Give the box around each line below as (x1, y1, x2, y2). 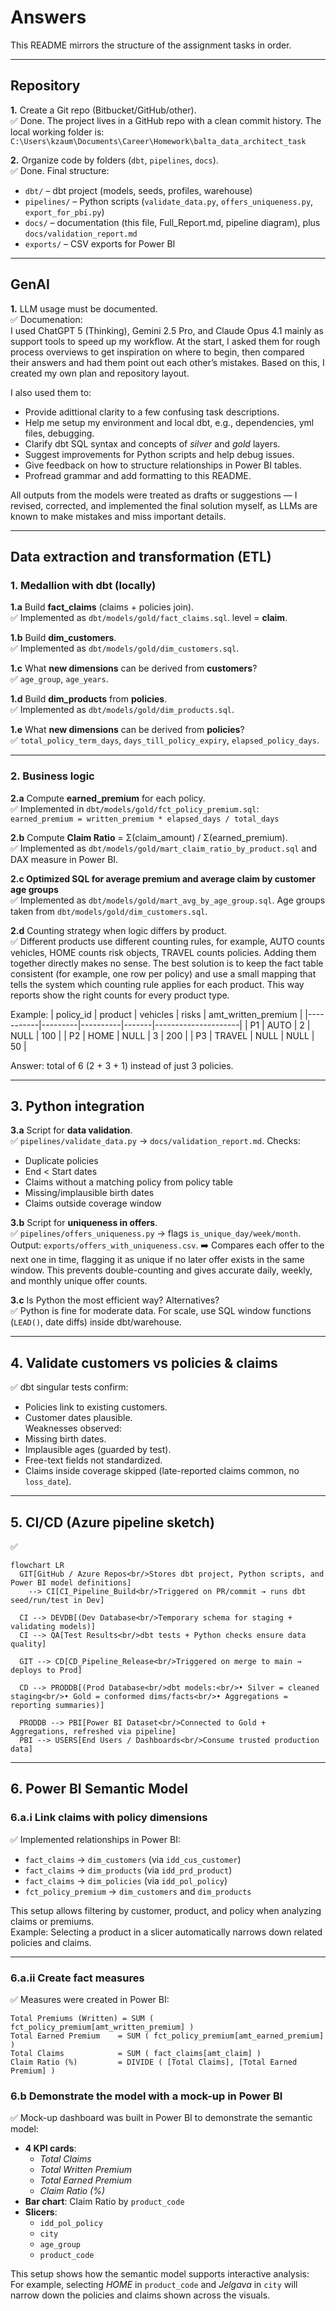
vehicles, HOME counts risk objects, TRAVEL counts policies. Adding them (10, 946, 317, 958)
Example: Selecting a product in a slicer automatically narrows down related (10, 1926, 323, 1938)
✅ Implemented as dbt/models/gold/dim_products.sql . (10, 704, 235, 716)
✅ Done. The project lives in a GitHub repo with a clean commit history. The (10, 114, 322, 126)
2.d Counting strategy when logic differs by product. (10, 924, 227, 936)
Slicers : (24, 2206, 58, 2218)
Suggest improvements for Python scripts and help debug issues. (24, 448, 295, 460)
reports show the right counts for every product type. (10, 989, 230, 1001)
